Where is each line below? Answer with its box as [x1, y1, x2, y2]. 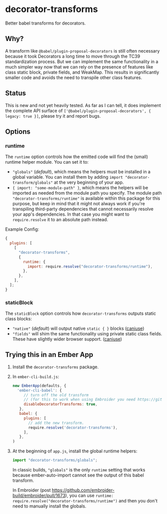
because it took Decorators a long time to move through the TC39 [5, 53, 141, 59]
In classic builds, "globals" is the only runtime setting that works [12, 467, 146, 473]
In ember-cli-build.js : [12, 373, 59, 379]
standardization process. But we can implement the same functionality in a [5, 59, 159, 65]
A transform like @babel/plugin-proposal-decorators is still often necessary [5, 48, 160, 54]
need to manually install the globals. [12, 503, 86, 509]
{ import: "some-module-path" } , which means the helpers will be [12, 185, 149, 191]
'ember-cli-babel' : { [17, 388, 62, 393]
